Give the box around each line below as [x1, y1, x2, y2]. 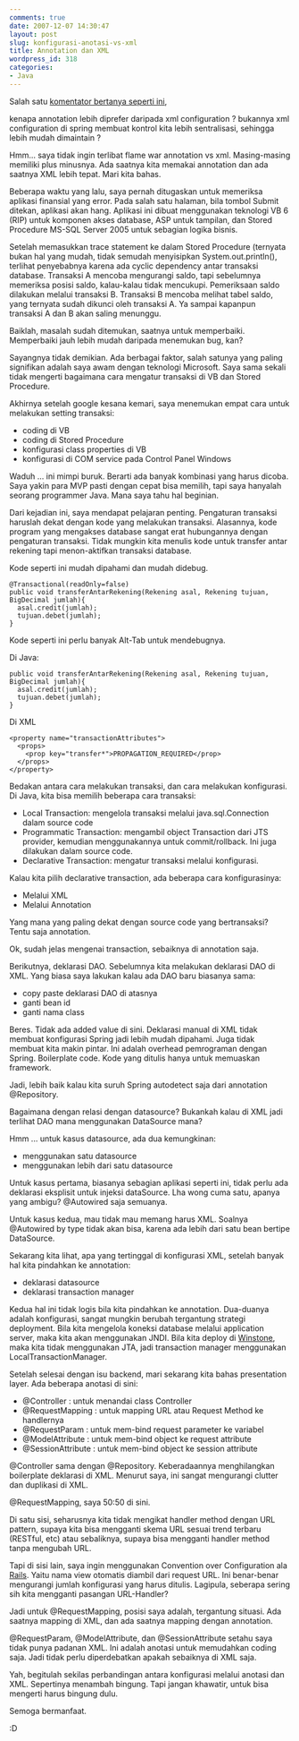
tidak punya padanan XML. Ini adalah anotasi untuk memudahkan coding [9, 1642, 277, 1652]
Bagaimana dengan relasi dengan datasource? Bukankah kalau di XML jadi [9, 1106, 284, 1117]
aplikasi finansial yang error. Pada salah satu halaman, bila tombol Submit [9, 195, 279, 206]
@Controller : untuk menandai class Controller [21, 1395, 193, 1406]
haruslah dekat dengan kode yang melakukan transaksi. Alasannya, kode [9, 516, 278, 527]
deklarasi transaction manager [21, 1286, 135, 1297]
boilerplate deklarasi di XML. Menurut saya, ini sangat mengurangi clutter [9, 1470, 278, 1481]
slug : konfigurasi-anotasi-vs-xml [9, 38, 138, 47]
